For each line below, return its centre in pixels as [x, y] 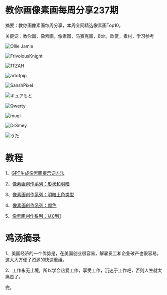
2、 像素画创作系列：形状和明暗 [37, 184]
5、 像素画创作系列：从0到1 [33, 216]
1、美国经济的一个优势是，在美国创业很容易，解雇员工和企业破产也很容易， [83, 253]
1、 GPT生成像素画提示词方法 [35, 173]
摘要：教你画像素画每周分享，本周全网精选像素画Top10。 [64, 25]
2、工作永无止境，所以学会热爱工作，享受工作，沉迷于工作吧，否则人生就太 [84, 270]
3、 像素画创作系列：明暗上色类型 [40, 194]
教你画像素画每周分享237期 [62, 10]
